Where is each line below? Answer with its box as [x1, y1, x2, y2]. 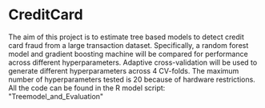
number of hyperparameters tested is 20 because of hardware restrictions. [8, 74, 256, 84]
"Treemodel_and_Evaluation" [8, 91, 104, 101]
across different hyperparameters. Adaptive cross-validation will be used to [8, 58, 258, 67]
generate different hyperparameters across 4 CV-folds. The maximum [8, 66, 239, 75]
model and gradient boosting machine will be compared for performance [8, 49, 248, 58]
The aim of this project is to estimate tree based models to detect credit [8, 32, 244, 42]
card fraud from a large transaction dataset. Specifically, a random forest [8, 40, 249, 50]
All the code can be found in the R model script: [8, 82, 166, 93]
